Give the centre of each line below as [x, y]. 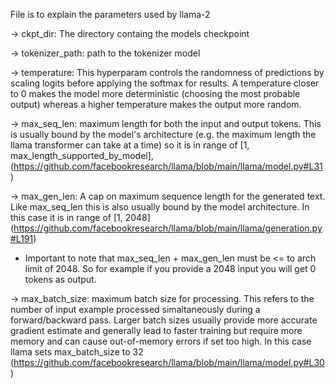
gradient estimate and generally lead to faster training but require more [156, 330]
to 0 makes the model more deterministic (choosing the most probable [155, 93]
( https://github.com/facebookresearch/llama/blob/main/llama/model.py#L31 [166, 166]
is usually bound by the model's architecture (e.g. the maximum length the [163, 134]
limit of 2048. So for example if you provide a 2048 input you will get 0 [170, 268]
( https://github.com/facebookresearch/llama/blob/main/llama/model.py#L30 [167, 362]
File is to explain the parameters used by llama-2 [110, 14]
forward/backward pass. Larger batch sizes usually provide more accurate [164, 320]
